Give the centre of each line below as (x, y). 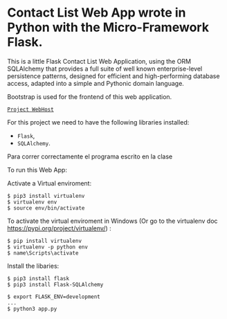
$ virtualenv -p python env (48, 247)
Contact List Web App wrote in (97, 13)
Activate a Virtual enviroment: (49, 183)
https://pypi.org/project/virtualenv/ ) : (60, 228)
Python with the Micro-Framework (108, 27)
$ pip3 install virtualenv (46, 196)
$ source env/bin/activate (46, 208)
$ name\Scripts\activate (43, 253)
